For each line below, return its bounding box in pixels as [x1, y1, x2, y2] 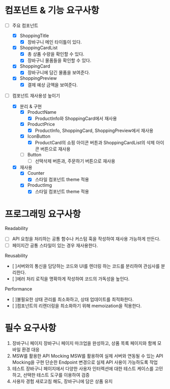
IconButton [27, 133, 50, 139]
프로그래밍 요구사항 [5, 208, 81, 220]
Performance [5, 285, 33, 292]
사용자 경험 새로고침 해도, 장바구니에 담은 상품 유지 [12, 378, 113, 384]
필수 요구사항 [5, 322, 56, 334]
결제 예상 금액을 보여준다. [27, 82, 78, 88]
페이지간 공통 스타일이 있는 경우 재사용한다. [12, 242, 98, 248]
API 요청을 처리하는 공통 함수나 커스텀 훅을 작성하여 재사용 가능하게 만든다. [12, 236, 161, 242]
